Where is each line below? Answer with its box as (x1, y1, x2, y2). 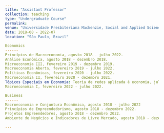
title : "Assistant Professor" (5, 7, 67, 12)
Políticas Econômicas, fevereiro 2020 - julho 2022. (5, 70, 115, 76)
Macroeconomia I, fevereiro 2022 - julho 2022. (5, 84, 104, 89)
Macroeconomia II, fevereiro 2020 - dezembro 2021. (5, 75, 112, 80)
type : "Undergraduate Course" (5, 16, 67, 21)
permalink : (5, 21, 27, 26)
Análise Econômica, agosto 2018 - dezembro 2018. (5, 57, 108, 62)
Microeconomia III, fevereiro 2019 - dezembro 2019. (5, 62, 115, 66)
